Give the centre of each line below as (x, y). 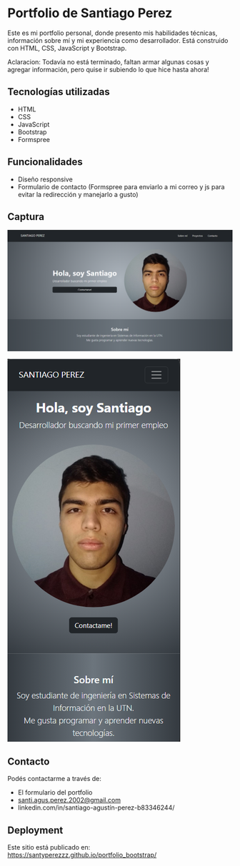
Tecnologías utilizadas (59, 92)
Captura (26, 217)
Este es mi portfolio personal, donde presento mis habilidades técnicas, (112, 33)
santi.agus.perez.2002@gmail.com (69, 800)
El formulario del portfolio (55, 792)
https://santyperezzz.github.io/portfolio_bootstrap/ (82, 855)
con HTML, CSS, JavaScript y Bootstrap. (67, 48)
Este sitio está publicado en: (49, 847)
